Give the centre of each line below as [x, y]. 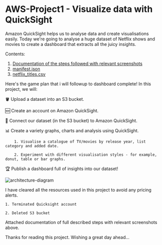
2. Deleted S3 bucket [28, 213]
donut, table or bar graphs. [35, 159]
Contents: [15, 54]
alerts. [12, 195]
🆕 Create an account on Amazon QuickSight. [52, 110]
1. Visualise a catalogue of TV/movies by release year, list [80, 141]
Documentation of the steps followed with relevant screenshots [78, 63]
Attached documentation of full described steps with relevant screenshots [81, 222]
